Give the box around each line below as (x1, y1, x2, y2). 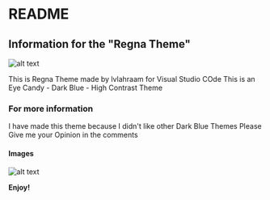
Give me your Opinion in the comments (8, 130, 139, 140)
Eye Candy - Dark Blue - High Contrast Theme (8, 83, 163, 92)
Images (8, 148, 34, 158)
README (8, 5, 70, 23)
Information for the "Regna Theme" (8, 37, 192, 51)
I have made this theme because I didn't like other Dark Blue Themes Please (8, 121, 262, 131)
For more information (8, 103, 94, 114)
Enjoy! (8, 182, 31, 192)
